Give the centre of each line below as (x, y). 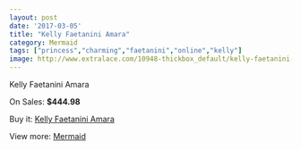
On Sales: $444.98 (45, 102)
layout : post (34, 17)
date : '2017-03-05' (46, 26)
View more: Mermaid (48, 136)
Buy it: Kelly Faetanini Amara (62, 119)
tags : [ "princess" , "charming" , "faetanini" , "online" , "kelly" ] (126, 51)
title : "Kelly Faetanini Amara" (69, 34)
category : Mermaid (43, 42)
